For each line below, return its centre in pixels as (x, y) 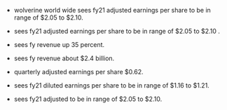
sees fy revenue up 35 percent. (59, 44)
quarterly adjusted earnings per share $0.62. (78, 72)
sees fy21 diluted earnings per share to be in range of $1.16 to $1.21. (112, 85)
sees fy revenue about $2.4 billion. (64, 58)
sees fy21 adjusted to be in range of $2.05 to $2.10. (88, 99)
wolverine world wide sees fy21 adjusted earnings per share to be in (112, 10)
